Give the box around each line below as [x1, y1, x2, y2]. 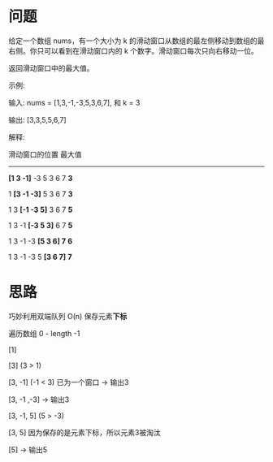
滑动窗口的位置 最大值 [8, 149, 82, 159]
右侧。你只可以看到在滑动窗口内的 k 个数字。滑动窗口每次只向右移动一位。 [8, 45, 258, 55]
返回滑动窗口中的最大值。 [8, 63, 94, 73]
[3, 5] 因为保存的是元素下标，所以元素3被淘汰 [8, 427, 161, 437]
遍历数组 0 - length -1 [8, 328, 80, 338]
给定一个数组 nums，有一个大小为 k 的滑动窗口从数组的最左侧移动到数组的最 [8, 36, 265, 45]
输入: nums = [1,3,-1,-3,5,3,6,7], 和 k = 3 [8, 97, 141, 107]
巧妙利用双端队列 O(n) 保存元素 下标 [8, 311, 128, 321]
